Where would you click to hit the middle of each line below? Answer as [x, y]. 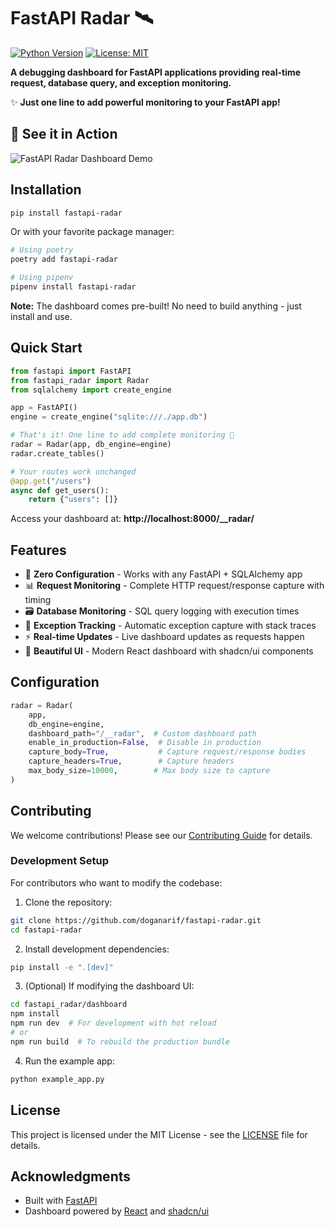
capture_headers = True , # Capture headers [131, 761]
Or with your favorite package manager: [92, 232]
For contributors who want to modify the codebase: [116, 882]
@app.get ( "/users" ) [51, 481]
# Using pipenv [42, 278]
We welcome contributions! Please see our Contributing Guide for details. [161, 835]
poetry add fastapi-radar [64, 260]
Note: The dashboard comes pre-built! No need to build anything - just [156, 306]
